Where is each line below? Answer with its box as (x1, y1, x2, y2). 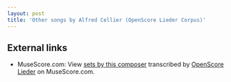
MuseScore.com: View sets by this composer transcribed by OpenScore (17, 60, 224, 69)
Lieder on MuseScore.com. (17, 68, 95, 76)
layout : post (7, 10, 45, 17)
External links (7, 42, 68, 54)
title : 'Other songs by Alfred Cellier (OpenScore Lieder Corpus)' (7, 17, 207, 23)
